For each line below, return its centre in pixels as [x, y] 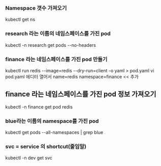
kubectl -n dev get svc [29, 158]
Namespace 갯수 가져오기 [36, 8]
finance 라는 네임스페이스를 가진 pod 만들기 [56, 59]
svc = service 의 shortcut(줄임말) [46, 146]
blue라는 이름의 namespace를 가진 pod [52, 121]
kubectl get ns [20, 19]
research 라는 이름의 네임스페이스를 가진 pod [58, 34]
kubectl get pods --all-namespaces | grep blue [54, 132]
